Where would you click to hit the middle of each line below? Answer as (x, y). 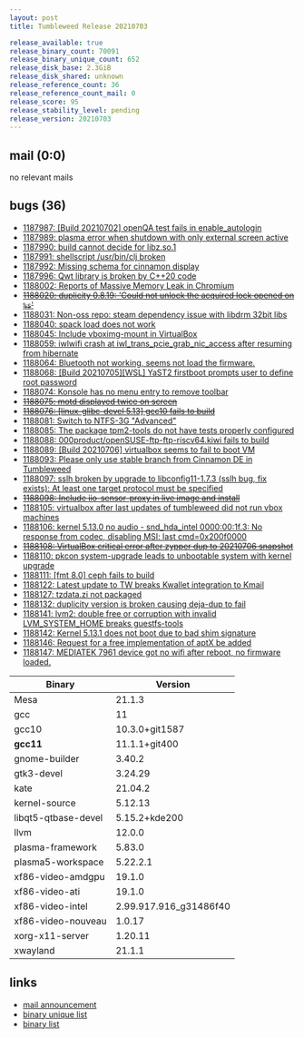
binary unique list (55, 1014)
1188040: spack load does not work (89, 324)
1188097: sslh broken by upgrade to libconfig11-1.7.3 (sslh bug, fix (145, 479)
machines (41, 517)
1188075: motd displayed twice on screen (100, 401)
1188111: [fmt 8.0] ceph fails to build (88, 575)
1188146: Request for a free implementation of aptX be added (137, 642)
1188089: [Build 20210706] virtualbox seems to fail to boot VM (139, 450)
